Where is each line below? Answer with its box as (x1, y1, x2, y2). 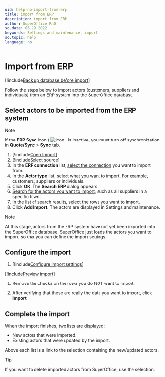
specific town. (12, 193, 41, 199)
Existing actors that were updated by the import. (12, 337, 110, 344)
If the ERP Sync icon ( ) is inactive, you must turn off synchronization (5, 137, 160, 142)
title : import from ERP (5, 12, 54, 17)
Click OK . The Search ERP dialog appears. (12, 183, 99, 189)
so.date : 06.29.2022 (5, 26, 48, 31)
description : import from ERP (5, 16, 67, 21)
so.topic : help (5, 35, 36, 40)
